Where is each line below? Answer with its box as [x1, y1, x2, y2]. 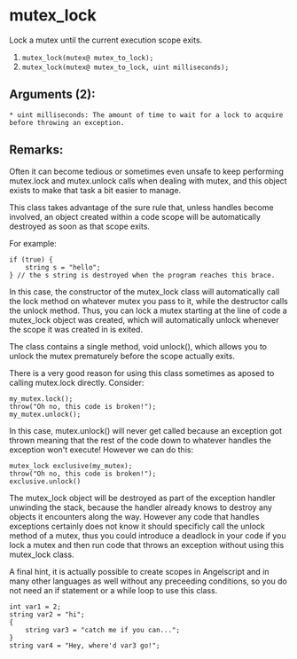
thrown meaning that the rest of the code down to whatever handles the [9, 435, 272, 445]
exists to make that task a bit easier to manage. [9, 184, 182, 195]
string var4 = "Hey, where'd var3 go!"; [9, 640, 161, 650]
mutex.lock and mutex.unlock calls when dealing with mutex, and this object [9, 175, 287, 186]
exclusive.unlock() [9, 476, 82, 486]
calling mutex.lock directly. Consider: [9, 377, 145, 388]
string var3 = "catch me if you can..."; [25, 625, 180, 634]
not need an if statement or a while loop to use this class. [9, 584, 218, 595]
